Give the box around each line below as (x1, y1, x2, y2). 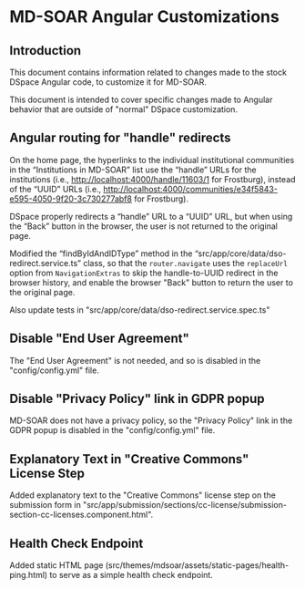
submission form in (9, 500, 82, 511)
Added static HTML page (9, 560, 104, 571)
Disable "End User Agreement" (9, 331, 189, 346)
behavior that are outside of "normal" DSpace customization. (9, 104, 239, 115)
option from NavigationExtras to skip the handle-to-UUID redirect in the (9, 267, 279, 278)
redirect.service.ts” (9, 257, 82, 268)
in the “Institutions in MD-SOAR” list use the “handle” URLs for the (9, 164, 257, 175)
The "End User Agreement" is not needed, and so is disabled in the (9, 355, 261, 366)
